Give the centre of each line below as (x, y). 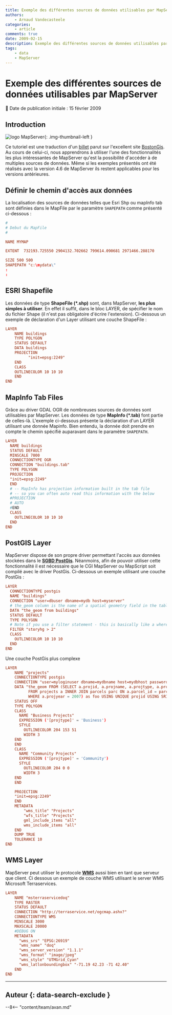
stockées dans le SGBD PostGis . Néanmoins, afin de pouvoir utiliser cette (83, 561)
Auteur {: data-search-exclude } (58, 995)
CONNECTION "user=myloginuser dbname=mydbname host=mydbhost (81, 682)
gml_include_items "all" (50, 820)
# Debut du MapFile (26, 228)
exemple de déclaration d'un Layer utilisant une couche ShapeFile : (76, 319)
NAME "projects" (32, 673)
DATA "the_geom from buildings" (45, 610)
